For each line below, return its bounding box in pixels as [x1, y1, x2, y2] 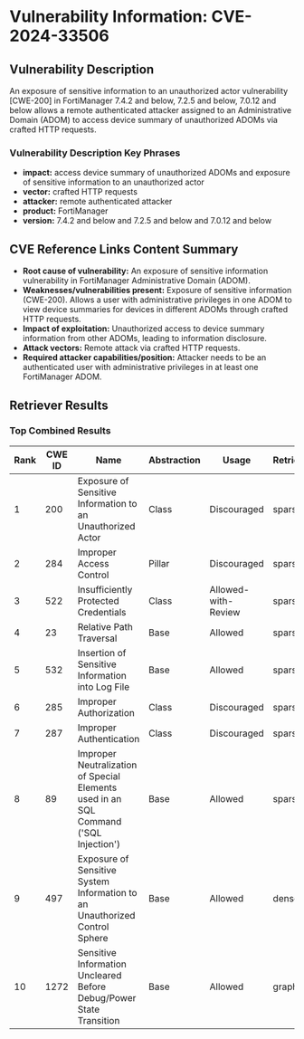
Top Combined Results [9, 424, 111, 437]
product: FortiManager [22, 205, 109, 216]
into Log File [77, 681, 130, 693]
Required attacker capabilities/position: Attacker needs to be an [22, 352, 267, 363]
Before [77, 980, 107, 993]
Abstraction [148, 453, 201, 466]
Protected [77, 595, 119, 607]
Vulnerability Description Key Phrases [9, 147, 181, 159]
